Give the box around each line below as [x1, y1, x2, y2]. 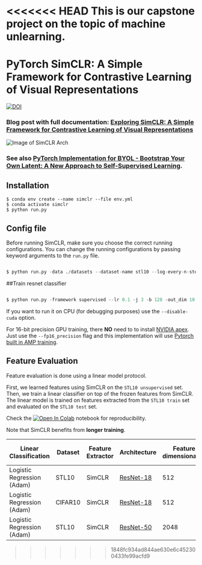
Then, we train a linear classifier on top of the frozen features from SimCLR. [6, 390, 194, 397]
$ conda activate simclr [6, 202, 69, 208]
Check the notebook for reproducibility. [6, 414, 147, 422]
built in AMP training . [6, 339, 58, 346]
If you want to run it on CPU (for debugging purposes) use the [6, 307, 161, 314]
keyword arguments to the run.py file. [6, 252, 100, 259]
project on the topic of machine [6, 17, 166, 31]
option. [18, 314, 36, 321]
